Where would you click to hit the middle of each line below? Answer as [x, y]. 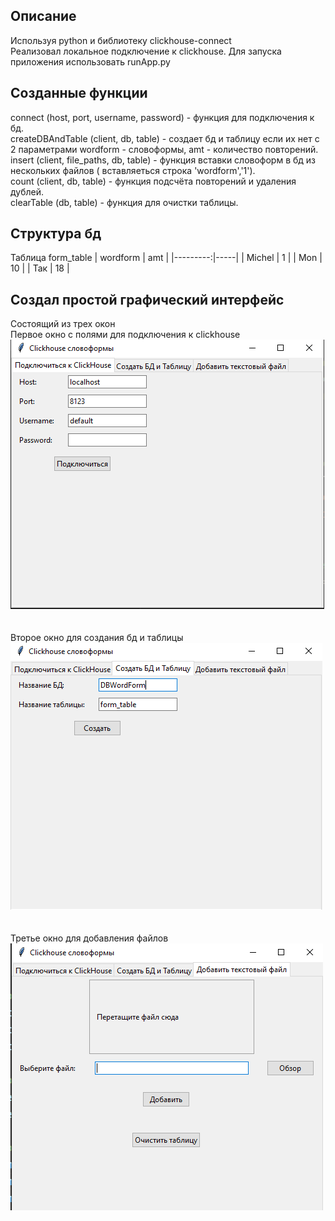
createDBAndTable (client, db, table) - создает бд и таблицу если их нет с [165, 138]
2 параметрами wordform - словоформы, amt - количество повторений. [164, 149]
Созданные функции [79, 93]
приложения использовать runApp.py [90, 61]
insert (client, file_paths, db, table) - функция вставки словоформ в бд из [163, 160]
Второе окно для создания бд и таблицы [97, 638]
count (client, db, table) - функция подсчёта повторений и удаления [153, 181]
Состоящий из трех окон [63, 324]
